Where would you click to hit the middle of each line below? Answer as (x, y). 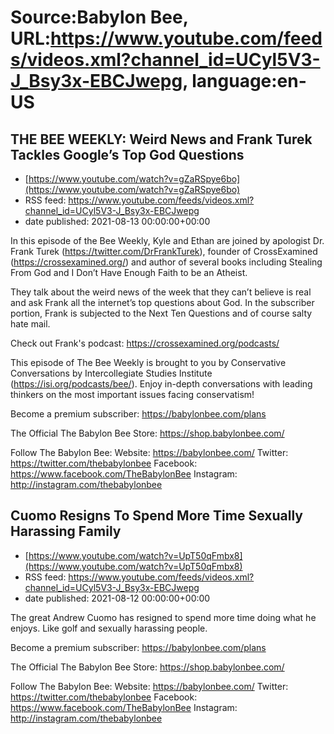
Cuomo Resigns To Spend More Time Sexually (156, 516)
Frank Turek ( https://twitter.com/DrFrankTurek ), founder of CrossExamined (164, 251)
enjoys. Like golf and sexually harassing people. (109, 628)
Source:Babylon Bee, (99, 17)
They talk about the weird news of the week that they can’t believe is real (161, 292)
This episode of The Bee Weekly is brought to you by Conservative (148, 362)
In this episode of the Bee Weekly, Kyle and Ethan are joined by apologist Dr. (167, 240)
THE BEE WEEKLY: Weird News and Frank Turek (161, 139)
